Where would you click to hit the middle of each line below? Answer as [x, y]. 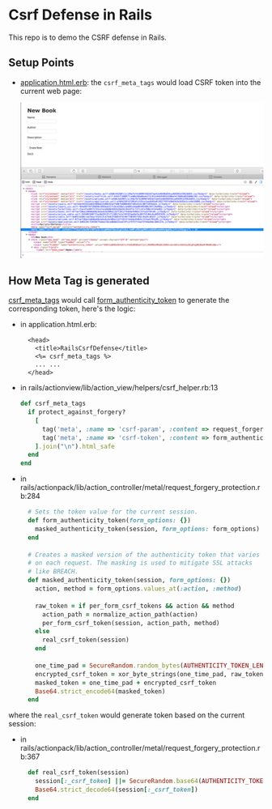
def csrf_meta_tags [53, 404]
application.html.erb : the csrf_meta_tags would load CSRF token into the [140, 82]
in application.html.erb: [58, 325]
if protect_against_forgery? [77, 412]
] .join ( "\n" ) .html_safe [75, 446]
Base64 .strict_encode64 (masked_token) [100, 691]
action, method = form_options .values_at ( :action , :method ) [138, 589]
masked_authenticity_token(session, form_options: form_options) [148, 529]
